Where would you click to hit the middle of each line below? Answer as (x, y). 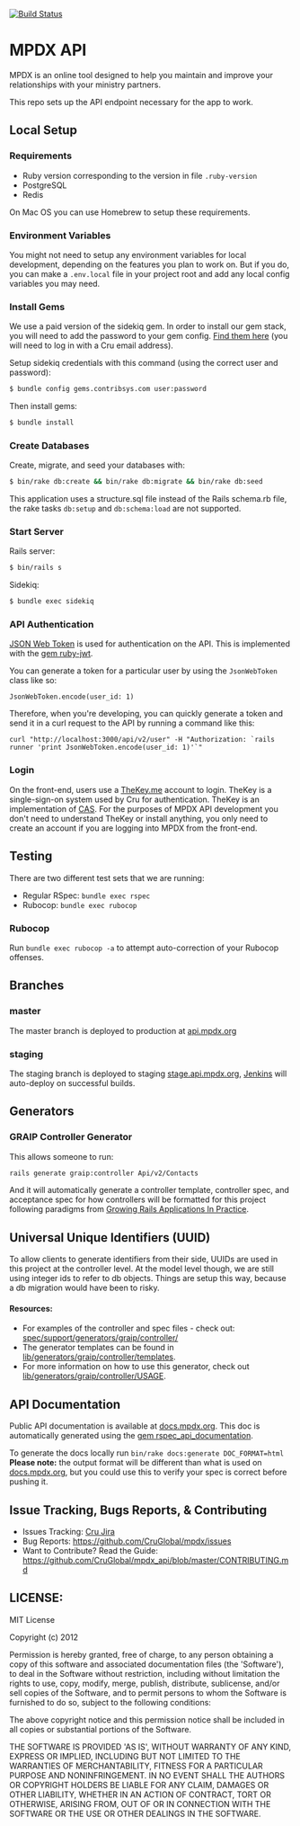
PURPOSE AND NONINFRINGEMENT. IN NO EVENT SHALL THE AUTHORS (147, 1775)
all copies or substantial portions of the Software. (100, 1729)
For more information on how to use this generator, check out (136, 1367)
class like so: (33, 681)
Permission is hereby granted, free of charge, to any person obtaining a (141, 1654)
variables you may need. (55, 283)
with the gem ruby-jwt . (51, 654)
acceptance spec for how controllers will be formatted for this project (138, 1199)
